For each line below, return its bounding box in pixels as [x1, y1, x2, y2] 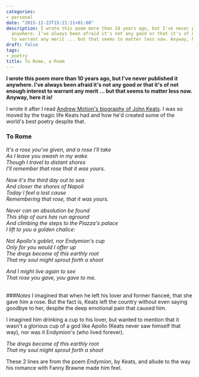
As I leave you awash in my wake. [6, 152, 89, 159]
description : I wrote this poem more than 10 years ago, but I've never [6, 25, 190, 31]
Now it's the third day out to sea [6, 176, 85, 183]
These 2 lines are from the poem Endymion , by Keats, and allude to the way [6, 357, 191, 365]
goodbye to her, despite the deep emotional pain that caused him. [6, 304, 167, 312]
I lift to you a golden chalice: [6, 226, 76, 233]
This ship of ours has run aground [6, 213, 90, 220]
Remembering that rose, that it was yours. [6, 195, 109, 202]
